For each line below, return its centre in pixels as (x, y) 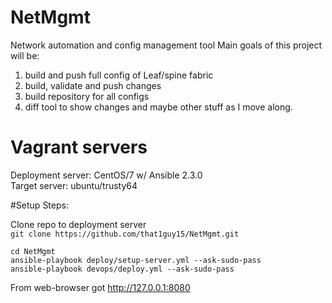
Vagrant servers (79, 147)
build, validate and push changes (93, 85)
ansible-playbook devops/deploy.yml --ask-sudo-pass (122, 269)
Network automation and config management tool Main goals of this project (166, 45)
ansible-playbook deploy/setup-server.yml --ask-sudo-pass (136, 260)
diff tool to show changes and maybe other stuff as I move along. (158, 107)
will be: (25, 55)
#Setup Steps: (39, 205)
